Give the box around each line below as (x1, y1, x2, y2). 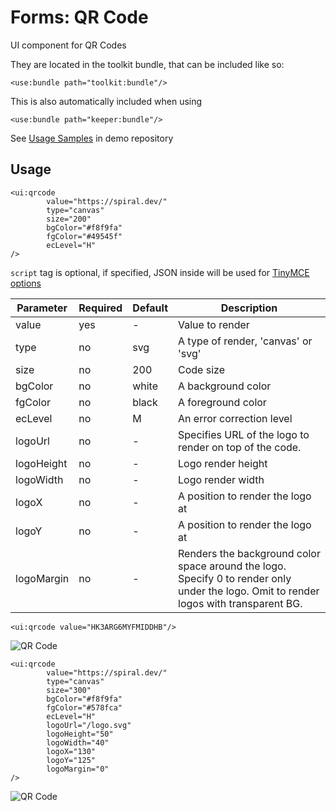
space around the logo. (178, 559, 287, 573)
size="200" (46, 214, 92, 224)
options (10, 277, 42, 289)
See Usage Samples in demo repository (10, 132, 174, 144)
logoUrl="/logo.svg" (46, 720, 132, 730)
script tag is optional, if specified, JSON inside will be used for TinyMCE (10, 266, 310, 278)
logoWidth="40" (46, 737, 110, 748)
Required (78, 301, 123, 315)
